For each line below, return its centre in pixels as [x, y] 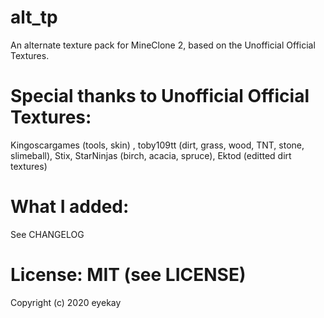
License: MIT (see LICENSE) [128, 275]
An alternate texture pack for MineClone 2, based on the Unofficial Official [163, 45]
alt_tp [34, 17]
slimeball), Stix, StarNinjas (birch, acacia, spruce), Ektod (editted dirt [151, 155]
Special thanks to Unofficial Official [160, 96]
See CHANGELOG [47, 234]
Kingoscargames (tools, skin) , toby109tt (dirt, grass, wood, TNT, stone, [157, 145]
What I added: [70, 207]
